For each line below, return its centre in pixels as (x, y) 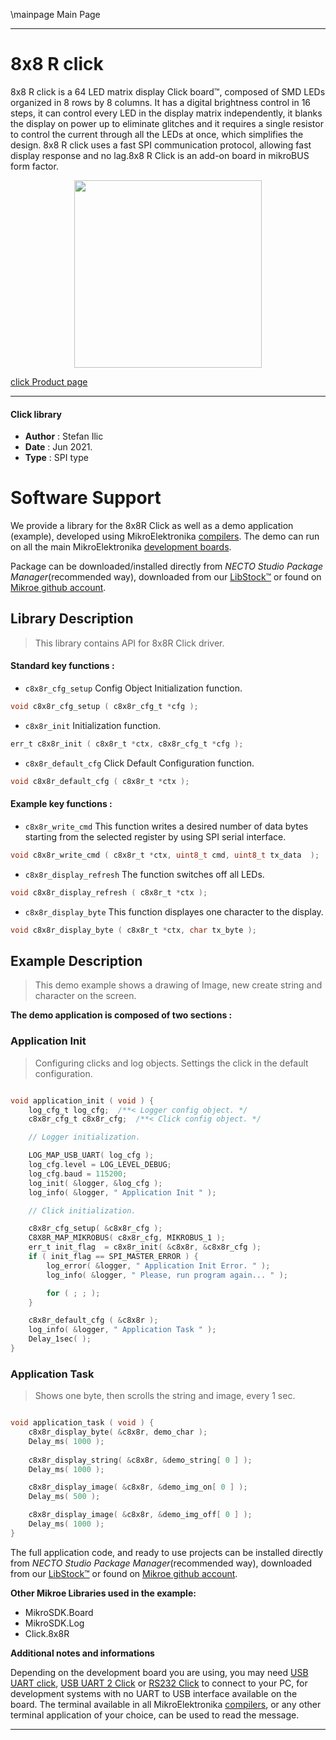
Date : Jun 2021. (58, 447)
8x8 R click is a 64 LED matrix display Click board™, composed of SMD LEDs (168, 91)
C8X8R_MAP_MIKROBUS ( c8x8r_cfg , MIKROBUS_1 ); (127, 1238)
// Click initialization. (82, 1210)
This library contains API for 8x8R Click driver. (129, 643)
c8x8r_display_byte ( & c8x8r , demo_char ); (118, 1432)
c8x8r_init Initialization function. (92, 725)
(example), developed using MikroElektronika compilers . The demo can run (165, 536)
